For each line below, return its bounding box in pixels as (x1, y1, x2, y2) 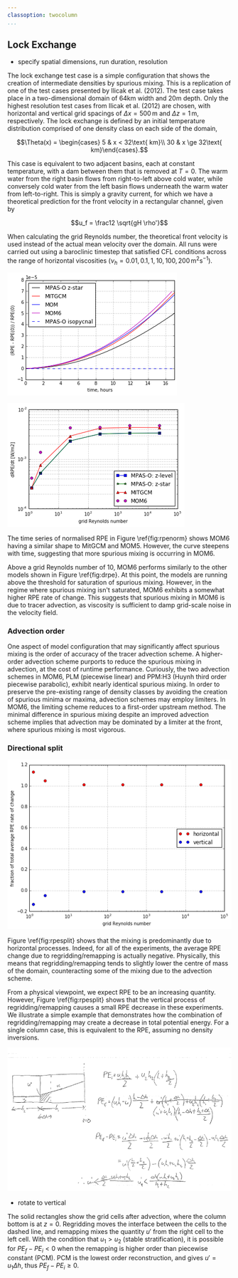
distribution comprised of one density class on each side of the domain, (7, 125, 218, 133)
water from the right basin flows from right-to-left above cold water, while (7, 174, 223, 183)
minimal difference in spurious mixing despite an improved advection (7, 711, 210, 719)
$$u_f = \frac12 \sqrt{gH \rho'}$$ (70, 219, 168, 227)
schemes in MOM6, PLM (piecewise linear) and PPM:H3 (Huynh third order (7, 673, 227, 681)
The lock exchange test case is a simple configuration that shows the (7, 71, 210, 80)
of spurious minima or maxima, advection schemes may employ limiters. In (7, 695, 226, 704)
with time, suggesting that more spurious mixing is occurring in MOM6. (7, 549, 215, 557)
